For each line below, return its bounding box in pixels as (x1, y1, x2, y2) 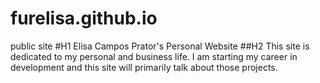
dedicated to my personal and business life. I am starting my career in (10, 50, 298, 62)
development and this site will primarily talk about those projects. (10, 61, 278, 73)
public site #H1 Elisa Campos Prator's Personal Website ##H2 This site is (10, 40, 310, 52)
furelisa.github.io (10, 7, 158, 30)
